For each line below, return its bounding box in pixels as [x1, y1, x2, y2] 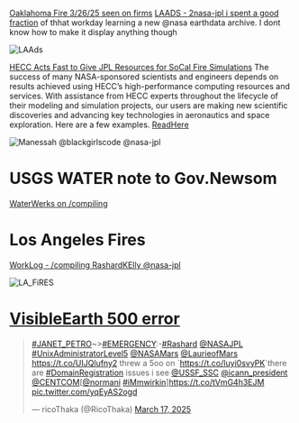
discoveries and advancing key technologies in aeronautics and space [9, 110, 270, 120]
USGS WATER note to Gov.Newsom [9, 169, 277, 189]
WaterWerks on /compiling [9, 198, 108, 208]
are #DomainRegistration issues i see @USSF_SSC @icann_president [31, 367, 288, 378]
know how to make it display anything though [9, 27, 177, 37]
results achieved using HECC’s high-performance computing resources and [9, 81, 291, 91]
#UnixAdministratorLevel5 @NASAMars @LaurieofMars [31, 347, 239, 359]
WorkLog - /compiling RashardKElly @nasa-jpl [9, 259, 182, 270]
